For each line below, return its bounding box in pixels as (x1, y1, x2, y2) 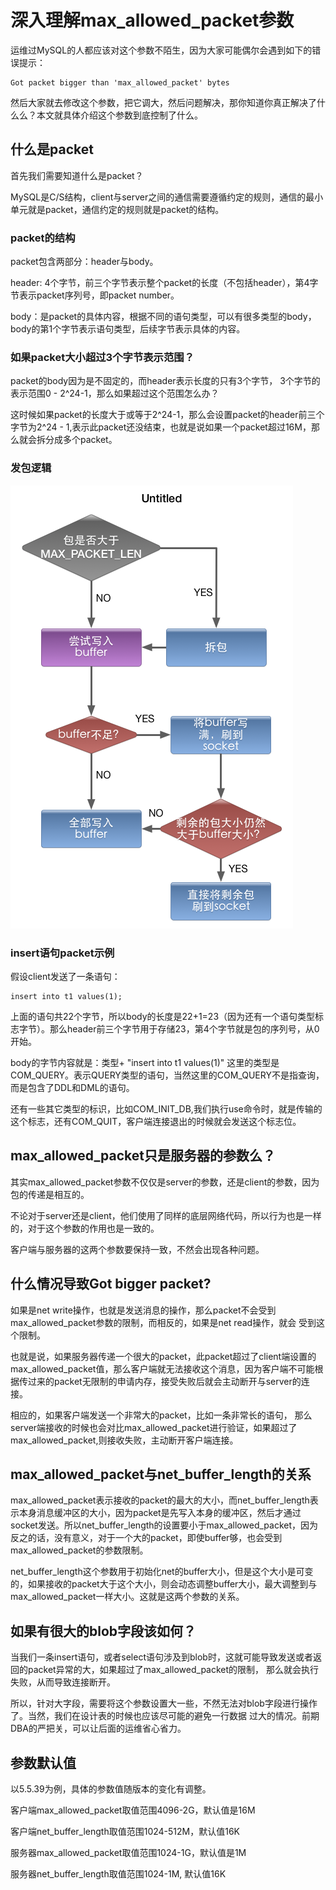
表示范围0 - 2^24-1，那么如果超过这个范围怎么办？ (10, 387, 220, 400)
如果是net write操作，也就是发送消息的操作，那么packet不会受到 (10, 1304, 277, 1316)
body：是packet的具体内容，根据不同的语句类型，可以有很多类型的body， (10, 311, 317, 323)
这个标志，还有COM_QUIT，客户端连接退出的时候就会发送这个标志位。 (10, 1115, 302, 1127)
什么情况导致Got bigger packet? (10, 1276, 212, 1293)
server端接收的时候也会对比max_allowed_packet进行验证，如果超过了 (10, 1421, 298, 1433)
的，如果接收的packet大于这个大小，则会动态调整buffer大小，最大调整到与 (10, 1578, 318, 1590)
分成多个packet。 (44, 434, 118, 446)
